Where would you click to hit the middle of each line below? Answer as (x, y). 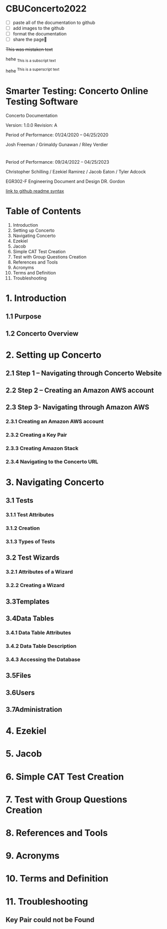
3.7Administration (34, 710)
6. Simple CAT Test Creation (65, 776)
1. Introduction (36, 298)
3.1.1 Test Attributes (30, 515)
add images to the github (38, 28)
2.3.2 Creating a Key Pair (36, 435)
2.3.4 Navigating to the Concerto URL (52, 461)
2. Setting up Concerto (54, 355)
